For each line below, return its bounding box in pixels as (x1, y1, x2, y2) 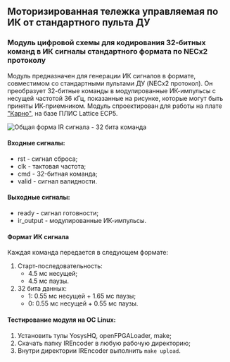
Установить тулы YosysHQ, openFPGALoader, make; (17, 331, 172, 339)
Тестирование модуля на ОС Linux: (7, 315, 116, 324)
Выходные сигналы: (7, 193, 70, 202)
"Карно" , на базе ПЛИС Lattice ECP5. (7, 109, 118, 117)
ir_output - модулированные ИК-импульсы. (17, 217, 146, 225)
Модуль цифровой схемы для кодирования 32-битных (7, 38, 206, 48)
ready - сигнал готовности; (17, 209, 99, 217)
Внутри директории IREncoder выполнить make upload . (17, 346, 181, 355)
